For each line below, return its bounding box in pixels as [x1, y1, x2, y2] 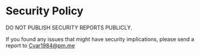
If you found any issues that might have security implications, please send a [5, 35, 195, 42]
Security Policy [5, 4, 84, 18]
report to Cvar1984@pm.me [5, 42, 76, 49]
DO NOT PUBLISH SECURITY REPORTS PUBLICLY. [5, 24, 132, 31]
